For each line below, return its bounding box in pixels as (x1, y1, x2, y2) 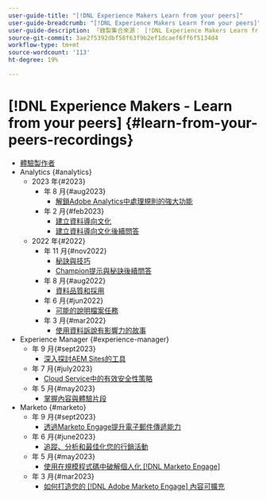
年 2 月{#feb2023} (43, 206, 105, 215)
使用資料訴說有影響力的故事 (55, 325, 147, 335)
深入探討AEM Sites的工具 (43, 354, 126, 363)
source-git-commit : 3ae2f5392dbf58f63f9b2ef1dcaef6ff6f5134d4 (8, 33, 219, 42)
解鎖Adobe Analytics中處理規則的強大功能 (55, 196, 193, 206)
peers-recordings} (8, 131, 134, 149)
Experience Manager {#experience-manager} (19, 335, 169, 344)
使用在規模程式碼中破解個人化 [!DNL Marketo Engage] (43, 462, 221, 471)
